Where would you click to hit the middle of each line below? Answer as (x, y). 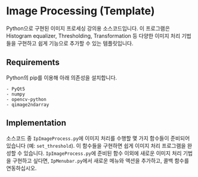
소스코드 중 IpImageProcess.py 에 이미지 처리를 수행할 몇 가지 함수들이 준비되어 (98, 138)
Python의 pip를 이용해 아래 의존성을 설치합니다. (62, 77)
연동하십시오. (21, 168)
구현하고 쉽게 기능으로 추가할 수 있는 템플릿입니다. (75, 43)
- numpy (16, 94)
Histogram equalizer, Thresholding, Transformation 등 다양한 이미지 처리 (93, 36)
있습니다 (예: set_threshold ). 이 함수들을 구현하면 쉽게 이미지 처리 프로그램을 (96, 145)
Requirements (33, 62)
